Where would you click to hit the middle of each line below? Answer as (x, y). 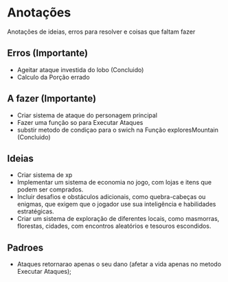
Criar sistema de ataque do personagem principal (87, 115)
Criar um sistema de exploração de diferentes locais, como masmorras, (118, 219)
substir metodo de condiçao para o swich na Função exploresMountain (117, 130)
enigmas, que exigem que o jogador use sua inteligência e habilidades (116, 204)
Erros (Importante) (47, 53)
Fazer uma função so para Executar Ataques (80, 122)
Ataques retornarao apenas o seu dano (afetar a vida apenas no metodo (119, 264)
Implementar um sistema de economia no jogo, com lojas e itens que (114, 183)
